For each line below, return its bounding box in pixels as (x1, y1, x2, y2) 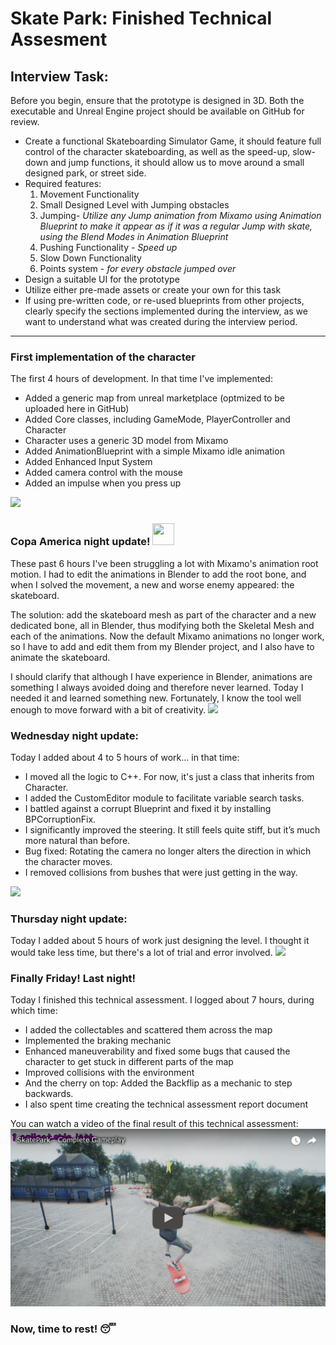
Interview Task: (10, 68, 109, 85)
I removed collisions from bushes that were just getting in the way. (24, 866, 298, 878)
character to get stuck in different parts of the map (24, 1056, 234, 1068)
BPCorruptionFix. (24, 813, 97, 825)
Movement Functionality (39, 188, 140, 200)
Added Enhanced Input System (24, 456, 153, 468)
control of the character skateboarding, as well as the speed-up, (24, 146, 291, 157)
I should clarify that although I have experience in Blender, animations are (10, 670, 313, 682)
